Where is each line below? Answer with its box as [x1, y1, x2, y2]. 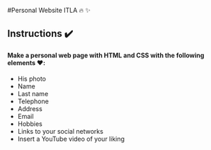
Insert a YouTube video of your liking [17, 134, 125, 143]
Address [17, 104, 42, 112]
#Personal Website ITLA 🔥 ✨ [7, 6, 91, 14]
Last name [17, 89, 49, 98]
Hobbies [17, 120, 42, 128]
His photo [17, 74, 47, 83]
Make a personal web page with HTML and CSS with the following [7, 51, 205, 59]
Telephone [17, 97, 50, 105]
